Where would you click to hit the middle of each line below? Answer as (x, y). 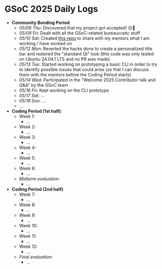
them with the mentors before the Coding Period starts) (75, 74)
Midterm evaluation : (39, 179)
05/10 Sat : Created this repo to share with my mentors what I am (84, 38)
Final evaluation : (36, 257)
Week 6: (27, 168)
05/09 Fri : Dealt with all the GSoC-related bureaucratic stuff (80, 33)
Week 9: (27, 215)
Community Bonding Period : (41, 23)
